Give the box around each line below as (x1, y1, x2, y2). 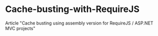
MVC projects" (5, 25, 35, 31)
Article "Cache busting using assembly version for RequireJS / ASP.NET (5, 20, 153, 26)
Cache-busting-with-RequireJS (5, 3, 140, 15)
